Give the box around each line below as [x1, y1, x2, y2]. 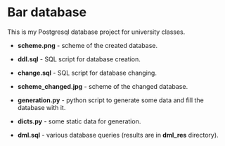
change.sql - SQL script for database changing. [17, 68, 157, 77]
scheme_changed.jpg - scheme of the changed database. [17, 82, 188, 90]
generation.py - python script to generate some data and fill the [17, 96, 204, 104]
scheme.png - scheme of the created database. [17, 41, 158, 49]
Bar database [7, 4, 86, 20]
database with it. [17, 103, 66, 111]
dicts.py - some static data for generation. [17, 117, 141, 126]
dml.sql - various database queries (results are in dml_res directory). [17, 130, 219, 139]
